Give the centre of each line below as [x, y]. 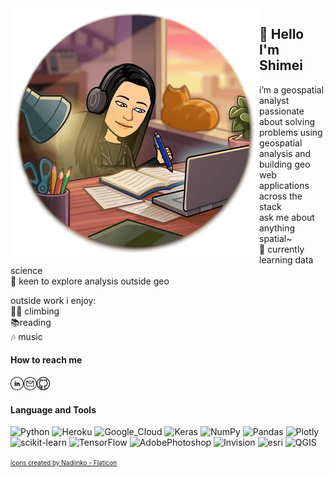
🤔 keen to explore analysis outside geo [90, 281]
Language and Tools [53, 409]
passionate [282, 111]
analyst [274, 100]
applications [284, 185]
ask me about [287, 217]
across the [281, 196]
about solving [287, 121]
